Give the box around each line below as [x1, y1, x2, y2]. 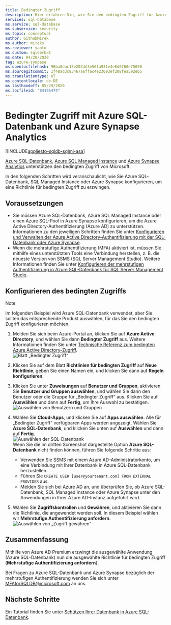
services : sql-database [5, 17, 56, 22]
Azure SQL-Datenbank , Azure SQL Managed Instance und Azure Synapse [5, 158, 160, 164]
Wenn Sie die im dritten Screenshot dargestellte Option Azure [12, 441, 142, 448]
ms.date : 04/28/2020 [5, 54, 49, 60]
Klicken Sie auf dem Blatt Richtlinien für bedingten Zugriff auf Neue [12, 362, 157, 368]
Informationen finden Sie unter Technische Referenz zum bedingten [12, 342, 155, 348]
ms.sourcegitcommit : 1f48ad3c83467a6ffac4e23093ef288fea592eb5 [5, 69, 142, 74]
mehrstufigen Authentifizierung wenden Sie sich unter [5, 575, 119, 581]
